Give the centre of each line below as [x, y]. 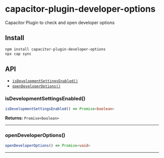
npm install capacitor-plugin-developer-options [55, 49]
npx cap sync [18, 54]
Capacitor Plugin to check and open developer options [60, 23]
